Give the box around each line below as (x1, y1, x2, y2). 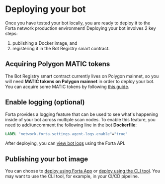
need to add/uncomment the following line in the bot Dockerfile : (5, 122, 137, 128)
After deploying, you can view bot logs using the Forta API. (5, 140, 126, 146)
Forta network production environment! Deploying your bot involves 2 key (5, 25, 156, 31)
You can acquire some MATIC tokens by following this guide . (5, 84, 130, 90)
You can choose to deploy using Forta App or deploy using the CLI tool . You (5, 168, 161, 174)
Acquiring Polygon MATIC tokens (5, 60, 110, 68)
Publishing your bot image (5, 155, 88, 163)
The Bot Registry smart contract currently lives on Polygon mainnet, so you (5, 73, 159, 79)
